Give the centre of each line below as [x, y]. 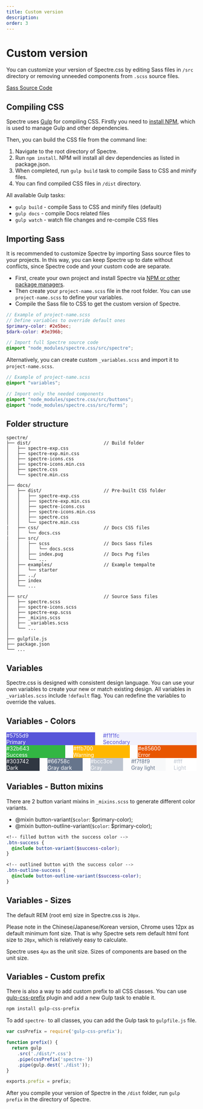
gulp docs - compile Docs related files [62, 214]
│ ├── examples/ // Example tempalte [81, 565]
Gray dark [60, 768]
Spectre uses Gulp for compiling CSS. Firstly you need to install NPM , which [101, 122]
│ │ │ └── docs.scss [40, 549]
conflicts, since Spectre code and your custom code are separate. [89, 266]
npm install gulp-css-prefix [43, 1009]
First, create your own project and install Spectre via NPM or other [97, 278]
